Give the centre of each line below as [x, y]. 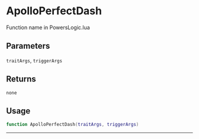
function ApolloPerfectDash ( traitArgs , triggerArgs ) [73, 125]
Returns [21, 79]
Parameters [28, 46]
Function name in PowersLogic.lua [48, 27]
